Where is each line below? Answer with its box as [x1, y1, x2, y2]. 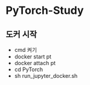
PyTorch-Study [5, 4, 84, 17]
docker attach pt [14, 60, 56, 66]
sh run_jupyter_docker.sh [14, 72, 78, 79]
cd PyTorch [14, 66, 43, 73]
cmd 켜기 [14, 46, 37, 53]
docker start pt [14, 53, 52, 60]
